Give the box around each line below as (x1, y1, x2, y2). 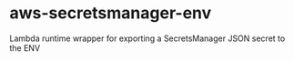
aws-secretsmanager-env (9, 3, 212, 24)
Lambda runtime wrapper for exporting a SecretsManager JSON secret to (9, 33, 286, 44)
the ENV (9, 42, 41, 53)
